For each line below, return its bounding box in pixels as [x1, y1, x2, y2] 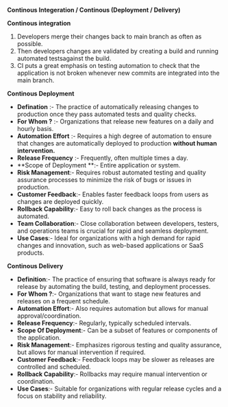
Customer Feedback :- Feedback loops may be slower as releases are [16, 356, 215, 363]
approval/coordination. [16, 312, 81, 320]
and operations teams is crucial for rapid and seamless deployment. [16, 226, 209, 235]
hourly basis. [16, 125, 54, 132]
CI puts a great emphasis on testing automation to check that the [16, 62, 200, 69]
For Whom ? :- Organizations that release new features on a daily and [16, 117, 214, 126]
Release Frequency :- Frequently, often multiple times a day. [16, 154, 188, 162]
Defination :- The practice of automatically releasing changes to [16, 103, 199, 111]
